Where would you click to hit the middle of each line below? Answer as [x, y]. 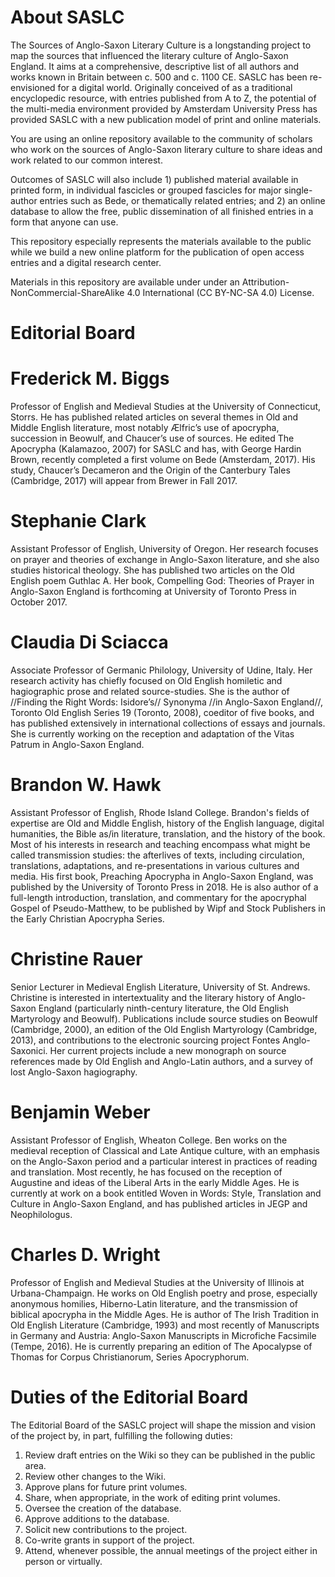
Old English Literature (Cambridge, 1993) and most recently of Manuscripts [165, 1325]
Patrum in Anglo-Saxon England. [77, 744]
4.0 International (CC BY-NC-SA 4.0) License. [220, 292]
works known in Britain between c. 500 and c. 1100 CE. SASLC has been [159, 77]
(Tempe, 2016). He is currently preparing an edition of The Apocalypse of [161, 1346]
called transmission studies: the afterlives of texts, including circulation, [157, 855]
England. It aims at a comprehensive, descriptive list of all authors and [155, 66]
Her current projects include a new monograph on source [168, 1050]
